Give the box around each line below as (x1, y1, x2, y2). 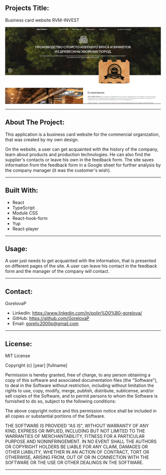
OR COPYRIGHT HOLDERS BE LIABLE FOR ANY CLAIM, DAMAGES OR (5, 443, 148, 450)
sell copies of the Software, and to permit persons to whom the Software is (5, 393, 158, 399)
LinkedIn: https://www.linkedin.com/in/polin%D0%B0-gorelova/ (12, 310, 142, 316)
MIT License (5, 353, 31, 359)
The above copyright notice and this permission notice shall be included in (5, 408, 157, 414)
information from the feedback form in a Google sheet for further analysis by (5, 162, 161, 168)
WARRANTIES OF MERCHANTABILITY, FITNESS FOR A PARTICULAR (5, 433, 145, 439)
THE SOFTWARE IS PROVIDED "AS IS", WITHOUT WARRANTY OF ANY (5, 422, 149, 428)
